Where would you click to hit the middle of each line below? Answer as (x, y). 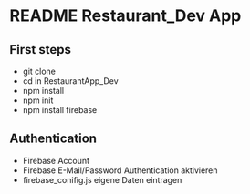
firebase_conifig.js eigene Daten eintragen (102, 179)
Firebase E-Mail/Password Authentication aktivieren (120, 170)
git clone (39, 71)
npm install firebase (60, 110)
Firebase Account (56, 160)
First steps (40, 50)
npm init (38, 100)
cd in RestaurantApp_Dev (70, 81)
